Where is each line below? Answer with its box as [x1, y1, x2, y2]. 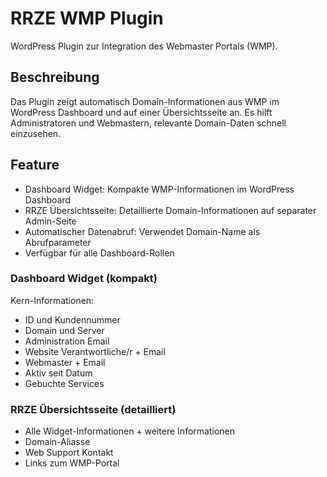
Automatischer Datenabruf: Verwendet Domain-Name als [24, 225, 261, 237]
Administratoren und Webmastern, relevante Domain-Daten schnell [10, 117, 287, 129]
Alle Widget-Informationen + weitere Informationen [24, 425, 235, 437]
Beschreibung [10, 69, 100, 86]
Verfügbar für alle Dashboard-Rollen [24, 247, 175, 259]
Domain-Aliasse [24, 436, 91, 448]
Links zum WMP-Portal [24, 457, 120, 469]
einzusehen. [10, 127, 62, 139]
